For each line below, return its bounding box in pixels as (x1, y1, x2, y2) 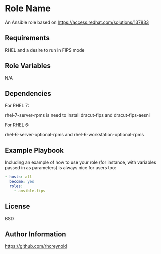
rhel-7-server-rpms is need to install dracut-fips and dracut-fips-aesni (5, 112, 150, 118)
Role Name (5, 3, 51, 14)
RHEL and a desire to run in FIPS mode (5, 47, 85, 53)
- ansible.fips (14, 188, 46, 193)
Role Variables (5, 62, 51, 70)
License (5, 202, 30, 211)
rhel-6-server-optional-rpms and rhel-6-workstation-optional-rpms (5, 132, 144, 138)
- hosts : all (5, 174, 32, 180)
